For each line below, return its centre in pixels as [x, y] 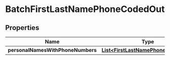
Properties [22, 28]
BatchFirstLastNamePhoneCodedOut [85, 9]
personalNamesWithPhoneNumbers [52, 50]
